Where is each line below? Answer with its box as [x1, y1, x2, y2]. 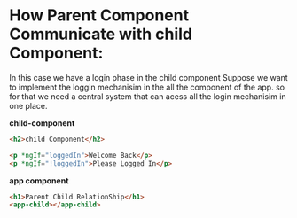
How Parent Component [9, 5, 189, 26]
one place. [9, 100, 48, 111]
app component [9, 175, 69, 186]
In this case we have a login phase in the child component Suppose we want [9, 72, 288, 82]
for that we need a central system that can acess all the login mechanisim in [9, 90, 286, 102]
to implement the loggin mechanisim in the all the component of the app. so [9, 82, 285, 92]
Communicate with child [9, 24, 193, 44]
